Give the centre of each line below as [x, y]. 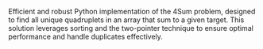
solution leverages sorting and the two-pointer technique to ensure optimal [131, 28]
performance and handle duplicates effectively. [85, 36]
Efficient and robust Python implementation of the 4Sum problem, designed [132, 11]
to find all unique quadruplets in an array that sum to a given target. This [126, 20]
